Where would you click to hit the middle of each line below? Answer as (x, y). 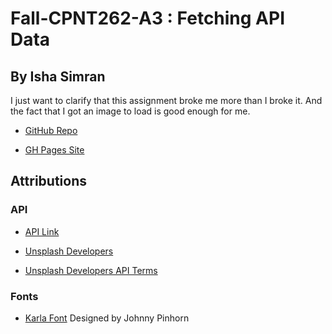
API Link (42, 231)
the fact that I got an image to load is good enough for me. (130, 111)
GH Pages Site (54, 150)
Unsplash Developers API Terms (91, 270)
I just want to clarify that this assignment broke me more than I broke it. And (166, 100)
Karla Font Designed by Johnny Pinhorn (107, 318)
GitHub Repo (51, 130)
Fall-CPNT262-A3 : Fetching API (148, 18)
